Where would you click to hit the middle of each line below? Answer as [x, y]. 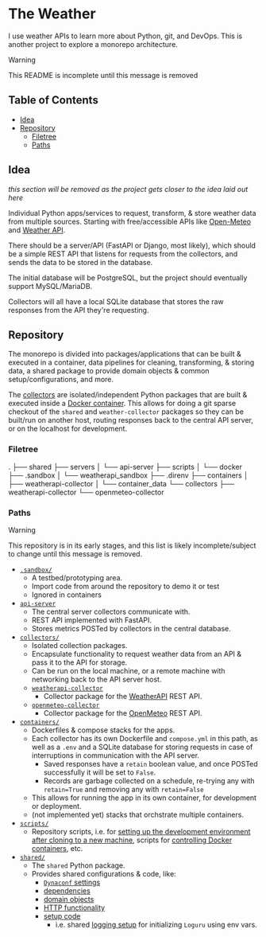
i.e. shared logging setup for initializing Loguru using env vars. [156, 924]
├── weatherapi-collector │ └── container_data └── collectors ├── [121, 483]
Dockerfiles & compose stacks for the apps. [103, 730]
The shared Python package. [78, 865]
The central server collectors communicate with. [111, 611]
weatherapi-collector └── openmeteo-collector [86, 492]
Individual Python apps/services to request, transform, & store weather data [132, 213]
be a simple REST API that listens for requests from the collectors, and [123, 254]
